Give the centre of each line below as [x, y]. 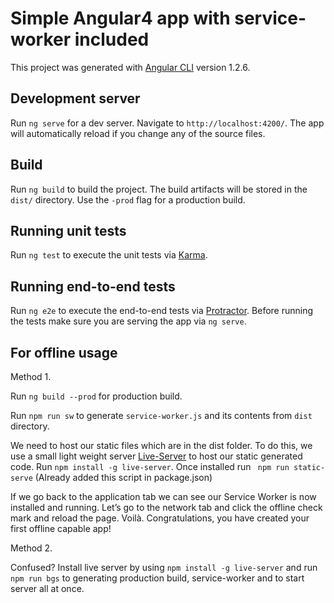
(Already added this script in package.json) [123, 477]
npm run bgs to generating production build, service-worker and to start [157, 578]
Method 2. [31, 548]
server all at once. [47, 588]
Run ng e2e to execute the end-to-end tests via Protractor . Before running [162, 311]
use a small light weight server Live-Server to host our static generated [156, 456]
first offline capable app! [61, 528]
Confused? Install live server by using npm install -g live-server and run [164, 567]
